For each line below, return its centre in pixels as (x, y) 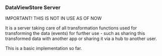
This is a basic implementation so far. (44, 48)
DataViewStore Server (33, 7)
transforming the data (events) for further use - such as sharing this (75, 33)
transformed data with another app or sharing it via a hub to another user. (81, 38)
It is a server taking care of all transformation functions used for (71, 28)
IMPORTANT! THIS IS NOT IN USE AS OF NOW (53, 18)
